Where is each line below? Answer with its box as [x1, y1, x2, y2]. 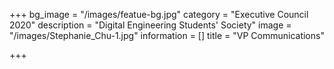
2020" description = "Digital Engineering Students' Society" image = [9, 19, 292, 31]
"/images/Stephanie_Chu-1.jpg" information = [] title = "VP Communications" [9, 30, 325, 41]
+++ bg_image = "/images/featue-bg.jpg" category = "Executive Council [9, 9, 309, 20]
